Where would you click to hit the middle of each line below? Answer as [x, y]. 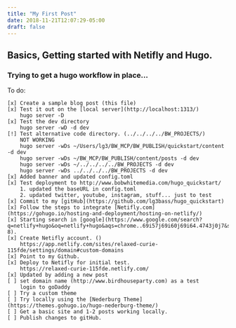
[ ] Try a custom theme [42, 294]
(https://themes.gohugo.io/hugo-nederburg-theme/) [83, 306]
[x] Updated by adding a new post [58, 275]
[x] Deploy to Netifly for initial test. [69, 263]
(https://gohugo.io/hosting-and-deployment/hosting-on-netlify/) [105, 214]
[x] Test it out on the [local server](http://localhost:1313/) [103, 109]
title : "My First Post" [42, 14]
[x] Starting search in [42, 220]
